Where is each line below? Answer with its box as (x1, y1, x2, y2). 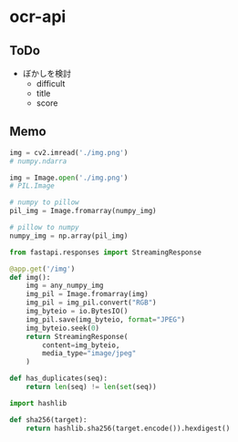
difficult (36, 78, 66, 88)
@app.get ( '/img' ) (9, 264, 76, 273)
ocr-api (9, 6, 67, 27)
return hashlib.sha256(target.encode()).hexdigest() (26, 424, 231, 433)
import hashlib (9, 398, 67, 407)
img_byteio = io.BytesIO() (26, 307, 129, 316)
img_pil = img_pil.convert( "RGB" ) (26, 298, 157, 307)
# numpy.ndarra (9, 157, 67, 166)
